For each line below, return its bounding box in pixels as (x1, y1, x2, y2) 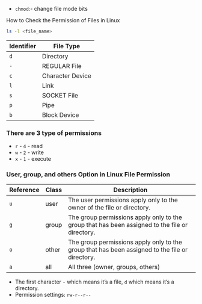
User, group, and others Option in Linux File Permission (6, 170, 170, 179)
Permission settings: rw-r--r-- (14, 291, 91, 299)
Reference (9, 186, 40, 194)
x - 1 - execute (14, 155, 52, 163)
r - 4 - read (14, 143, 43, 150)
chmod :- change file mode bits (14, 5, 88, 12)
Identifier (9, 42, 37, 50)
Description (113, 186, 148, 194)
